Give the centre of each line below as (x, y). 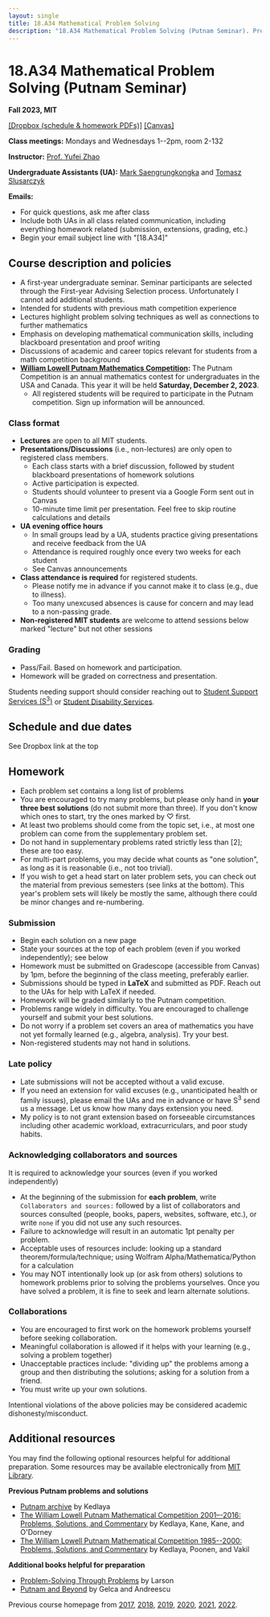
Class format (34, 424)
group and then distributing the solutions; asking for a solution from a (135, 1372)
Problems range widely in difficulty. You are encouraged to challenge (134, 1009)
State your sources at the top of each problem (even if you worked (130, 949)
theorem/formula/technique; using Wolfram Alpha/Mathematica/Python (138, 1256)
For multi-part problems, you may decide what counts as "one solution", (139, 859)
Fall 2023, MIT (33, 110)
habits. (31, 1134)
